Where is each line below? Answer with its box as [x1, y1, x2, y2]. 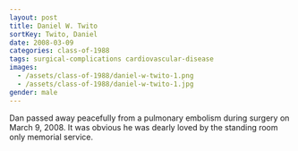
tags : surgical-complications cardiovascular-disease [9, 55, 215, 63]
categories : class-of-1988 [9, 46, 110, 55]
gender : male [9, 88, 58, 96]
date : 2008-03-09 [9, 38, 74, 47]
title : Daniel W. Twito [9, 21, 98, 30]
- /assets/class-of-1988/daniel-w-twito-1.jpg [17, 80, 194, 88]
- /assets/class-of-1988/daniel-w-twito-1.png [17, 71, 194, 80]
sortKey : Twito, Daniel [9, 29, 98, 38]
